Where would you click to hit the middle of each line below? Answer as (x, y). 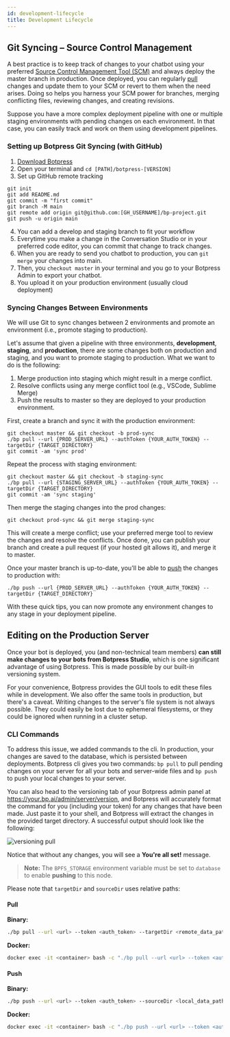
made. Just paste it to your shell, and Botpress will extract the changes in (111, 814)
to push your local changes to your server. (67, 778)
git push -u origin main (42, 218)
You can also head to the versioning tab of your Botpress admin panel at (109, 792)
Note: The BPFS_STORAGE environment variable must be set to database (122, 868)
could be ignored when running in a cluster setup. (77, 716)
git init (20, 189)
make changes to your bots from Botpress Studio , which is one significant (113, 659)
